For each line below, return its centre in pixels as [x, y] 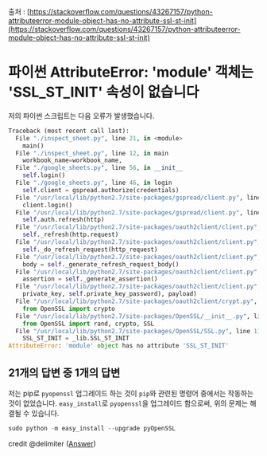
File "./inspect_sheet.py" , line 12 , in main [92, 153]
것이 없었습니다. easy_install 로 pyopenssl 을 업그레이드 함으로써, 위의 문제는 [128, 403]
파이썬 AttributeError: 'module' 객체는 [131, 72]
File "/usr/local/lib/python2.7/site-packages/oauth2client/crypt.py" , [137, 301]
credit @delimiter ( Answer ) [52, 443]
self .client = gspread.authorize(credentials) [101, 190]
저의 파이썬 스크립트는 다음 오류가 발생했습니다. [81, 116]
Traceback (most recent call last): [69, 131]
